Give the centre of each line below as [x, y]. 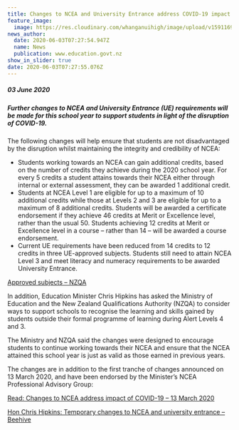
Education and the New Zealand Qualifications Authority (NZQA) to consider [119, 303]
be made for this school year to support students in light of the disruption [118, 116]
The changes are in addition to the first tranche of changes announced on [116, 369]
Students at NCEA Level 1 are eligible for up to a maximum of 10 [111, 193]
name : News [30, 47]
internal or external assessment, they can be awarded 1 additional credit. [124, 185]
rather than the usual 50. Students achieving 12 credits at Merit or [113, 222]
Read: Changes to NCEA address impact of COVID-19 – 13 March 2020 [111, 398]
